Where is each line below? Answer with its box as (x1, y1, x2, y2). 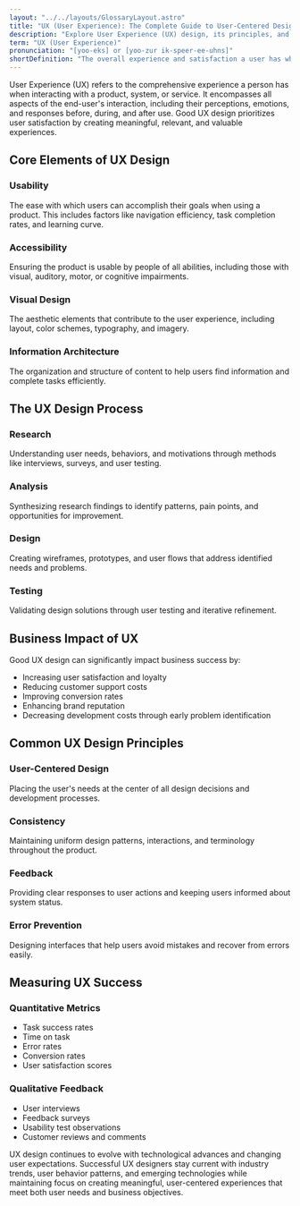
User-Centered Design (9, 762, 110, 775)
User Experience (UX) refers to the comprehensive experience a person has (9, 80, 289, 89)
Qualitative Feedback (9, 1083, 104, 1095)
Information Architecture (9, 345, 120, 358)
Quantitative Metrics (9, 1001, 101, 1014)
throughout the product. (9, 845, 98, 855)
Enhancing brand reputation (21, 700, 125, 711)
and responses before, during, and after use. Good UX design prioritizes (9, 108, 275, 118)
